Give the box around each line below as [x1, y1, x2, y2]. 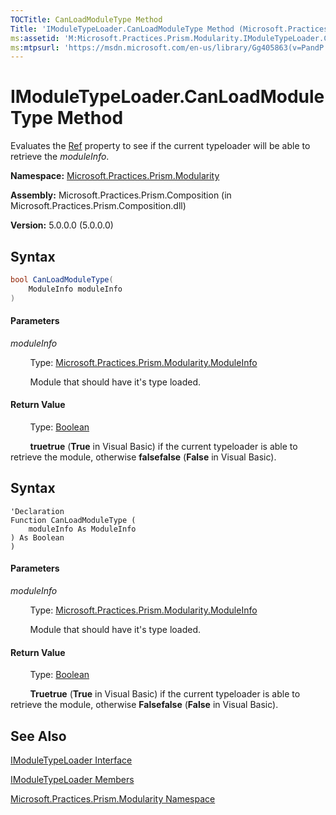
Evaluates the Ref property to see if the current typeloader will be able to [10, 140, 311, 152]
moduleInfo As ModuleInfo [28, 524, 137, 534]
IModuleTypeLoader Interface [10, 754, 133, 766]
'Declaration [10, 506, 65, 516]
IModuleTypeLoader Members [10, 774, 135, 786]
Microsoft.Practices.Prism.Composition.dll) [10, 200, 187, 212]
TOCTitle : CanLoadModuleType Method [10, 14, 163, 25]
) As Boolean [10, 532, 65, 543]
